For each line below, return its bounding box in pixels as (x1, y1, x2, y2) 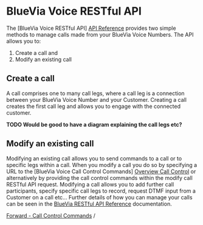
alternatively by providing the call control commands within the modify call (6, 174, 193, 181)
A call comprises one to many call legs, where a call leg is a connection (6, 90, 185, 97)
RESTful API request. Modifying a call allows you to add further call (6, 180, 174, 188)
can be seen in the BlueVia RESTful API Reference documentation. (6, 200, 172, 207)
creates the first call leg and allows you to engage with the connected (6, 102, 181, 110)
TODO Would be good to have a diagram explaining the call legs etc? (6, 121, 182, 128)
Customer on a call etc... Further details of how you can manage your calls (6, 193, 193, 201)
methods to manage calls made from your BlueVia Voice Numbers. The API (6, 30, 194, 38)
